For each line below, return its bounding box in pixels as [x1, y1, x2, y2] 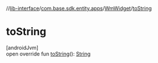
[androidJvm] [6, 44, 39, 51]
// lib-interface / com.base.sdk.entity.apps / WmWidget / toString [6, 5, 152, 12]
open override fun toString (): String [6, 50, 91, 57]
